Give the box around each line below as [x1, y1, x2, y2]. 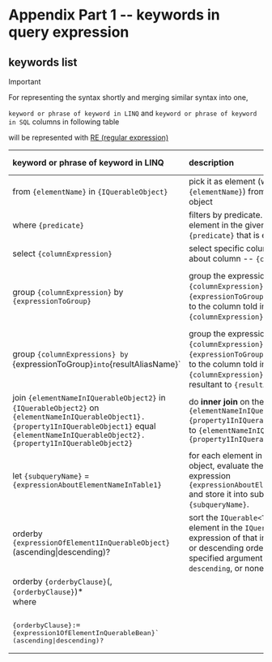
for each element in [189, 450, 263, 461]
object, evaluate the [189, 461, 264, 471]
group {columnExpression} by [12, 287, 124, 297]
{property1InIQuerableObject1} [12, 422, 134, 431]
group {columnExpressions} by [12, 348, 129, 359]
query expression [8, 23, 130, 41]
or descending [189, 543, 244, 553]
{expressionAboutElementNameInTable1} [12, 481, 162, 489]
